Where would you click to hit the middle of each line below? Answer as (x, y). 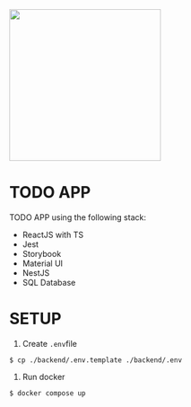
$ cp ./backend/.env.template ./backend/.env (95, 360)
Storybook (42, 253)
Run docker (43, 376)
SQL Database (49, 282)
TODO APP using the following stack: (78, 217)
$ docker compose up (48, 393)
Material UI (43, 263)
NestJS (36, 272)
